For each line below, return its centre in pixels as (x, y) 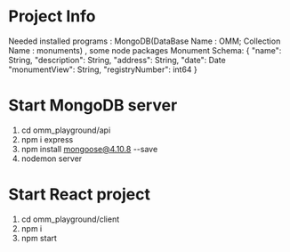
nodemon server (52, 159)
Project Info (52, 16)
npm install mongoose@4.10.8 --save (89, 149)
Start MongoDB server (93, 106)
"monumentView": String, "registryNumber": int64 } (103, 69)
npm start (39, 238)
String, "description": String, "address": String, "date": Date (117, 60)
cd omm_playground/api (66, 130)
